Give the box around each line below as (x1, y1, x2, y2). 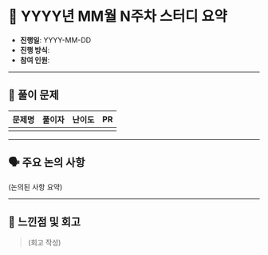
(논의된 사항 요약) (8, 181, 63, 192)
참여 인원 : (19, 55, 50, 65)
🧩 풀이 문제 (8, 89, 60, 102)
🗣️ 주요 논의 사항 (8, 156, 85, 169)
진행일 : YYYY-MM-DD (19, 35, 92, 45)
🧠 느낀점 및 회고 (8, 215, 81, 229)
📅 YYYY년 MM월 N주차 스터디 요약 (8, 7, 227, 26)
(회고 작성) (27, 237, 61, 248)
